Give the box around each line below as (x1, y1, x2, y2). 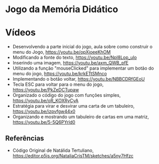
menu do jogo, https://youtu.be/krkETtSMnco (12, 71, 107, 77)
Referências (5, 134, 45, 143)
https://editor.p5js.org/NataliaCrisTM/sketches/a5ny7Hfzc (12, 152, 134, 158)
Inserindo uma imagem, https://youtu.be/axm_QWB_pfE (12, 60, 129, 66)
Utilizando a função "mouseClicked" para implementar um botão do (12, 65, 154, 72)
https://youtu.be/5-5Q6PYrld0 (12, 119, 75, 125)
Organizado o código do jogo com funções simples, (12, 92, 121, 99)
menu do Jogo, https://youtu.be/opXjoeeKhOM (12, 49, 111, 55)
